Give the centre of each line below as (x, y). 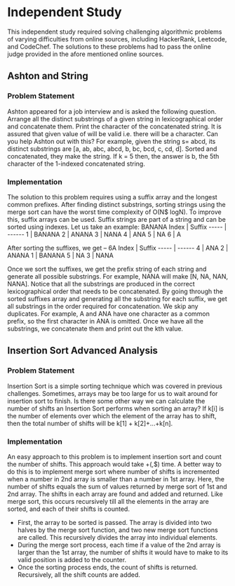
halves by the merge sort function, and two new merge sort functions (118, 530)
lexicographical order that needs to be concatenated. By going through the (115, 291)
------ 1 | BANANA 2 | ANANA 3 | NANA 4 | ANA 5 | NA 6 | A (94, 234)
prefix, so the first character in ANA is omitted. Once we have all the (105, 321)
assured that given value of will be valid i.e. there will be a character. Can (113, 133)
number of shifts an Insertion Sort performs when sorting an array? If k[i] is (116, 408)
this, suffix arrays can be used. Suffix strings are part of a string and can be (116, 219)
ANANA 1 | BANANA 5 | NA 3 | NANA (60, 255)
